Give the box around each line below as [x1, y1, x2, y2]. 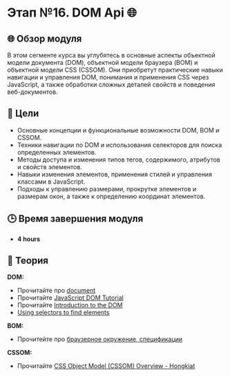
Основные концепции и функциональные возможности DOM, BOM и [17, 126, 220, 134]
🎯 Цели [7, 108, 39, 119]
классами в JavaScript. [17, 177, 86, 186]
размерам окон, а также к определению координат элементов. [17, 192, 206, 200]
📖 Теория [7, 255, 48, 267]
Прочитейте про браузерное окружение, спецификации [17, 335, 183, 343]
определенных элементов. [17, 148, 97, 156]
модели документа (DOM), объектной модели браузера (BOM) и [7, 59, 198, 66]
